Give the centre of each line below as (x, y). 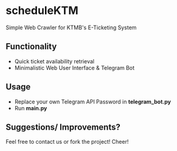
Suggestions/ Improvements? (63, 127)
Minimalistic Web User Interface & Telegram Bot (75, 68)
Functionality (31, 47)
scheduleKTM (42, 11)
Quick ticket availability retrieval (54, 61)
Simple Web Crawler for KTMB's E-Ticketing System (71, 27)
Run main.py (31, 108)
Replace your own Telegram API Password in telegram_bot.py (93, 102)
